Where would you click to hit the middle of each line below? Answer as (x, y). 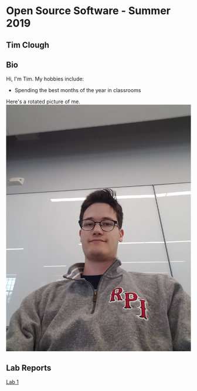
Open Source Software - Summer (89, 11)
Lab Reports (29, 368)
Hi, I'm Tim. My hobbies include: (45, 79)
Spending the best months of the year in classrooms (78, 90)
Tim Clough (28, 45)
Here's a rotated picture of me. (43, 102)
